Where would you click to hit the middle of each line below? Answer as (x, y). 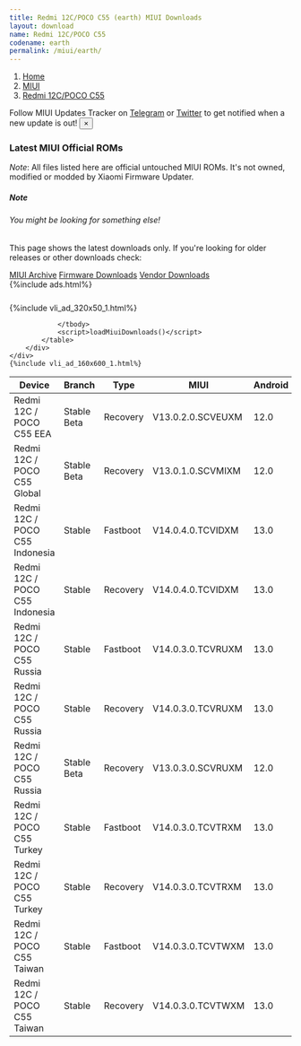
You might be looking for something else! (85, 220)
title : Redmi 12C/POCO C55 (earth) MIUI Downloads (106, 17)
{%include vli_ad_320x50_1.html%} (73, 308)
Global (28, 493)
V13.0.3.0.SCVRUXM (198, 768)
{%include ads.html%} (51, 284)
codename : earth (39, 43)
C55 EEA (33, 434)
